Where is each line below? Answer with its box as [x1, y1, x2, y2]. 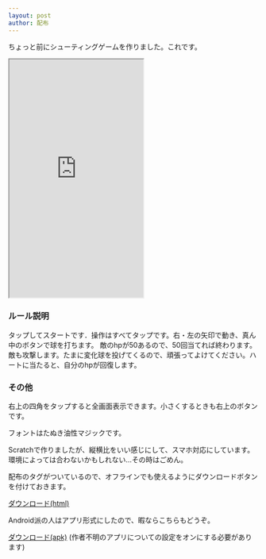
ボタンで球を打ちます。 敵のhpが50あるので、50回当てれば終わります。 [21, 340, 256, 349]
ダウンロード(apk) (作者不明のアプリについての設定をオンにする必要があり [8, 533, 253, 542]
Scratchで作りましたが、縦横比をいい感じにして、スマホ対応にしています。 [8, 445, 255, 455]
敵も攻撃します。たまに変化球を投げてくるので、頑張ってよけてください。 [8, 350, 250, 360]
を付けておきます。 [8, 482, 71, 492]
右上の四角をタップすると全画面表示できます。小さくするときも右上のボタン [8, 402, 258, 411]
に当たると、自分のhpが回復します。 [21, 360, 141, 369]
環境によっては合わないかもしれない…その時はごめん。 [8, 455, 188, 465]
